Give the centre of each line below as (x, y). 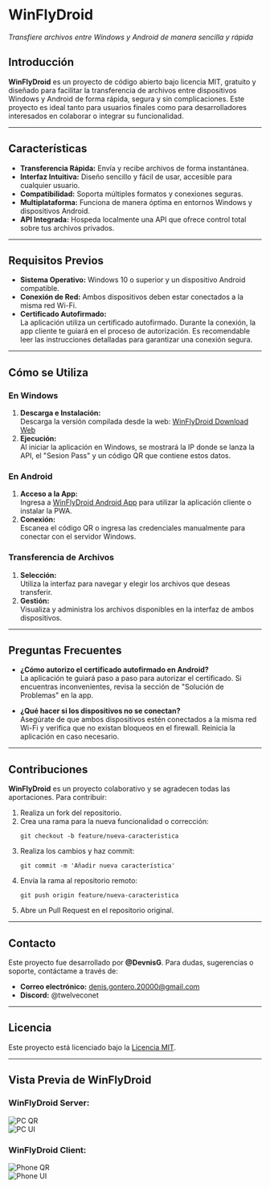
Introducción (41, 62)
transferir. (36, 592)
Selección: (38, 575)
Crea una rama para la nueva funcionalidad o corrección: (114, 821)
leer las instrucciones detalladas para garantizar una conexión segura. (136, 340)
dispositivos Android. (55, 211)
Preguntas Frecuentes (65, 651)
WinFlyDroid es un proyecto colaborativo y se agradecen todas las (119, 789)
